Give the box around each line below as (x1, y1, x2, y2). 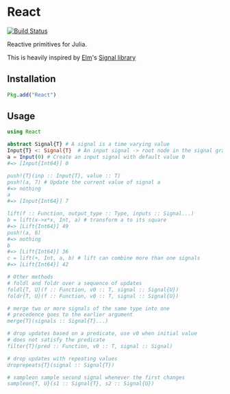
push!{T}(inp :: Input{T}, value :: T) (7, 172, 121, 179)
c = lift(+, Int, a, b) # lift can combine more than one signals (7, 255, 201, 262)
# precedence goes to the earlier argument (7, 311, 133, 319)
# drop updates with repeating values (7, 355, 118, 362)
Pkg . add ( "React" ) (7, 91, 57, 98)
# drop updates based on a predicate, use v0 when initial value (7, 330, 197, 337)
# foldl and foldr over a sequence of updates (7, 280, 142, 286)
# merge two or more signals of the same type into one (7, 305, 170, 312)
